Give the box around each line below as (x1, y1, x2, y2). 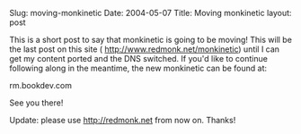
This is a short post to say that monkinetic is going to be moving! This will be (9, 35, 292, 45)
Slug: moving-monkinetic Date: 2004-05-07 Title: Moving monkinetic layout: (9, 8, 292, 18)
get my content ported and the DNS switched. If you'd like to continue (9, 54, 268, 63)
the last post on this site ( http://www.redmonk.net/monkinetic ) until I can (9, 44, 280, 54)
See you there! (9, 97, 64, 108)
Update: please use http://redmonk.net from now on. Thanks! (9, 115, 236, 125)
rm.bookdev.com (9, 80, 72, 90)
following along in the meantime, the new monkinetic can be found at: (9, 63, 268, 73)
